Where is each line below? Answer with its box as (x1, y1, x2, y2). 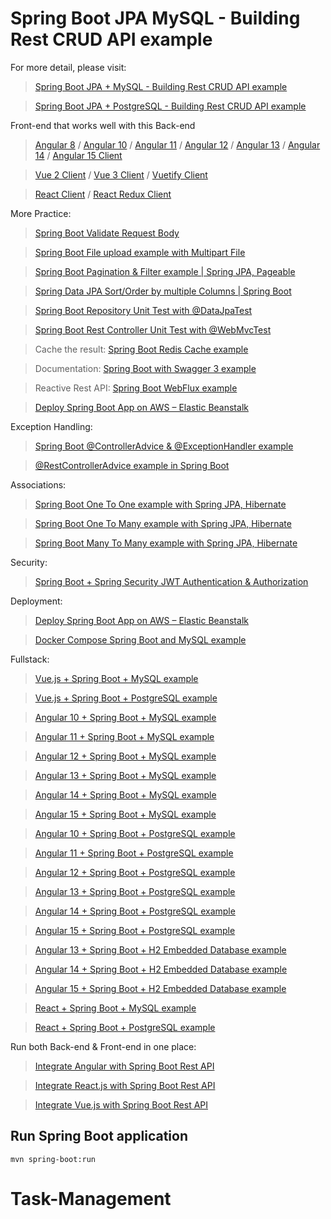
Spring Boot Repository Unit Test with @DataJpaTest (34, 304, 253, 316)
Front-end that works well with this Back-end (10, 119, 196, 131)
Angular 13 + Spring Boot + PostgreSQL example (34, 885, 236, 897)
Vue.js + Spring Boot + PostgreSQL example (34, 692, 218, 704)
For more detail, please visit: (10, 61, 127, 73)
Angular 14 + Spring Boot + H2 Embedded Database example (34, 963, 288, 975)
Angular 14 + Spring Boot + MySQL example (34, 788, 217, 801)
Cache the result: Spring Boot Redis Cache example (34, 343, 249, 355)
